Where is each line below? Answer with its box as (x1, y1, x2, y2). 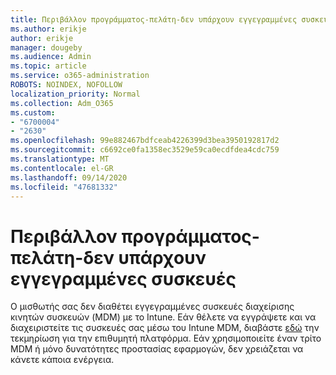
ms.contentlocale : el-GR (10, 163, 114, 173)
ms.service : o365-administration (10, 71, 150, 81)
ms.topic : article (10, 61, 87, 71)
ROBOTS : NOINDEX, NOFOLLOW (10, 80, 123, 90)
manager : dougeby (10, 42, 83, 53)
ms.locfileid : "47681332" (10, 182, 118, 192)
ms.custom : (10, 107, 56, 118)
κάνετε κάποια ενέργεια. (10, 354, 115, 366)
